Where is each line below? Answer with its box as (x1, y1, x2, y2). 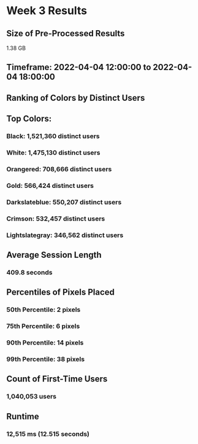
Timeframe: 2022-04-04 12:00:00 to (6, 62, 151, 72)
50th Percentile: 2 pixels (6, 305, 81, 314)
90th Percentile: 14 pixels (6, 338, 84, 347)
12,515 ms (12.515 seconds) (6, 429, 90, 438)
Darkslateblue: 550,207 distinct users (6, 198, 122, 206)
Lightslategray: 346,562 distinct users (6, 231, 124, 240)
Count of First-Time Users (6, 374, 108, 384)
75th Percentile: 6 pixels (6, 322, 80, 330)
